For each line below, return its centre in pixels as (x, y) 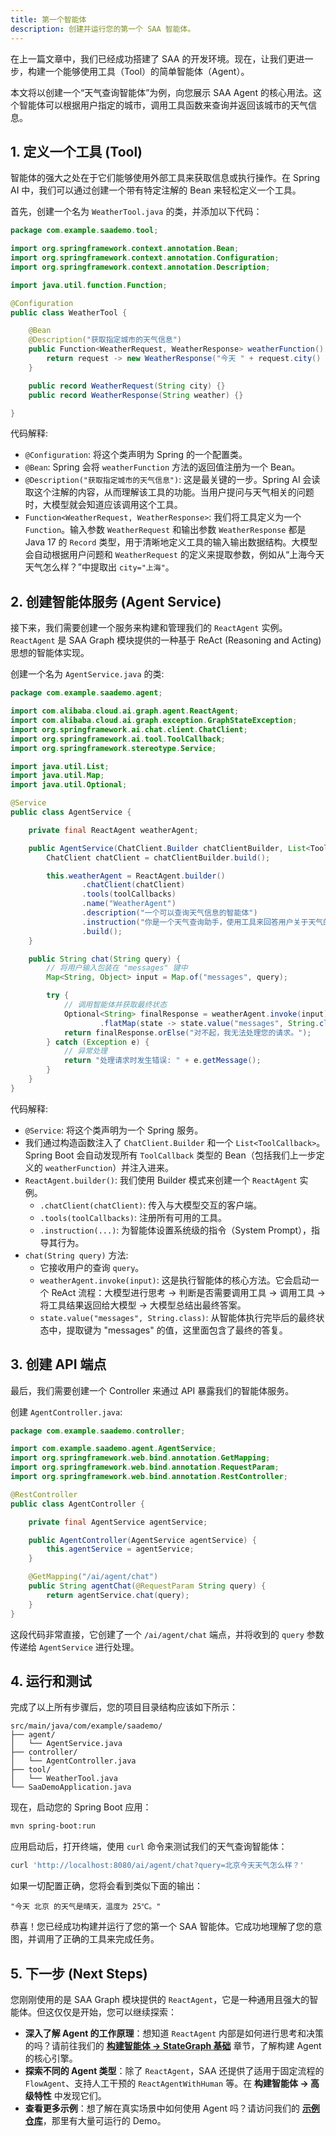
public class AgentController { (77, 1504)
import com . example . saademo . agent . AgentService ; (113, 1449)
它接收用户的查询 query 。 (92, 1267)
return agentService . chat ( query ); (118, 1595)
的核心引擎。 (51, 2058)
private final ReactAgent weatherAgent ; (113, 830)
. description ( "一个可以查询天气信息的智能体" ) (169, 913)
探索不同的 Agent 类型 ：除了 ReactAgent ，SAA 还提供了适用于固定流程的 (174, 2070)
